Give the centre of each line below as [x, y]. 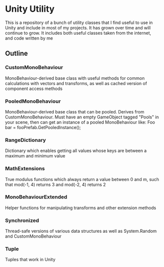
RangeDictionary [26, 140]
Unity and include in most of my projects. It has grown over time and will [78, 27]
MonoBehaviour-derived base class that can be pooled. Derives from [75, 111]
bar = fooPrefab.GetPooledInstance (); [43, 127]
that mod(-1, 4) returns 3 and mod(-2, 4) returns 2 [56, 184]
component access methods [34, 89]
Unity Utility [30, 9]
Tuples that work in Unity [30, 260]
